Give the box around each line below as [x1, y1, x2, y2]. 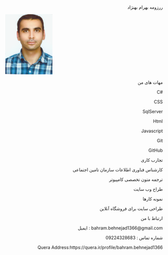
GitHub [148, 147, 163, 153]
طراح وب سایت [133, 186, 163, 192]
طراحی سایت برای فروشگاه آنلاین [99, 205, 163, 211]
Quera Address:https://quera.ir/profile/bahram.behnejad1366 [37, 244, 163, 250]
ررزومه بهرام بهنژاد [127, 5, 163, 10]
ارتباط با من [140, 215, 163, 221]
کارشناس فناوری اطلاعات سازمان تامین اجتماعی [72, 167, 163, 172]
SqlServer [142, 109, 163, 114]
